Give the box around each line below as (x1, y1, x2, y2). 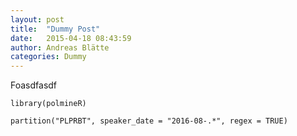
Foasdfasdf (10, 79, 58, 91)
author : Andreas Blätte (10, 42, 110, 53)
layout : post (10, 14, 65, 25)
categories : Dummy (10, 52, 87, 62)
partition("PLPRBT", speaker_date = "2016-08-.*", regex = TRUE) (10, 116, 288, 126)
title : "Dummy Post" (10, 24, 101, 34)
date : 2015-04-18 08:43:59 (10, 33, 132, 43)
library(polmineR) (10, 99, 87, 109)
